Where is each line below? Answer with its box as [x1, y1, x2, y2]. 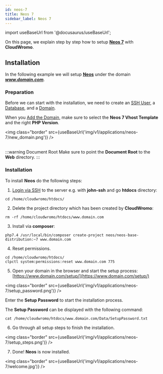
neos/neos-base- [106, 233, 139, 238]
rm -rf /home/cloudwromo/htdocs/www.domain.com [5, 215, 104, 220]
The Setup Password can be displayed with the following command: [5, 307, 143, 312]
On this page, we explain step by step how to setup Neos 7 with [5, 39, 134, 45]
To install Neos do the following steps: [5, 177, 82, 183]
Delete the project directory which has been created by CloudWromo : [12, 205, 154, 211]
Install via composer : [12, 223, 55, 229]
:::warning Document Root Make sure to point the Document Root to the [5, 149, 151, 155]
